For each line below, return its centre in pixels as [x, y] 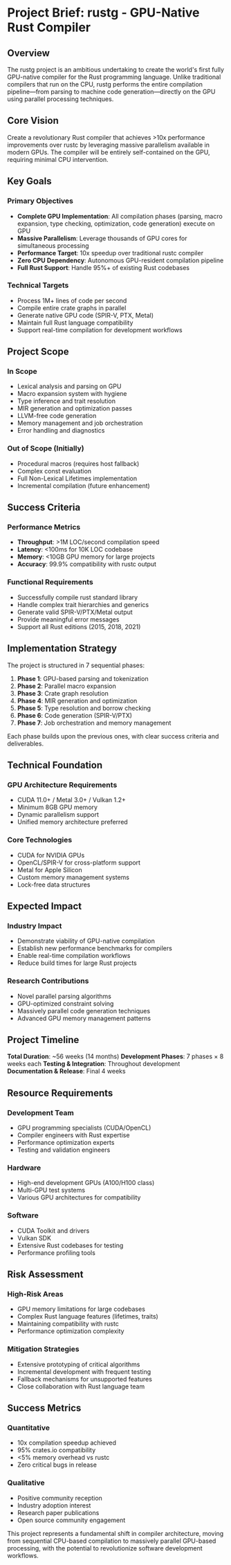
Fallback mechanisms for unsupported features [84, 1379]
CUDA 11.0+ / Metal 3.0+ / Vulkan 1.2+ [72, 800]
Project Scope [38, 352]
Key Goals [29, 181]
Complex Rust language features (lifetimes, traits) [88, 1317]
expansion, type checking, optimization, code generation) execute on [116, 224]
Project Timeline [43, 1040]
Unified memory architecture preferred [72, 822]
